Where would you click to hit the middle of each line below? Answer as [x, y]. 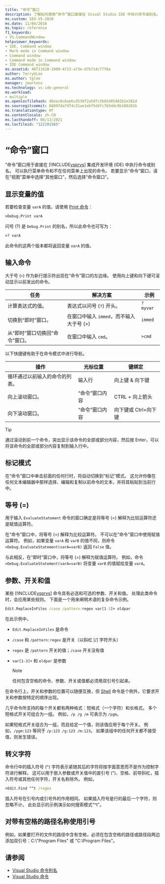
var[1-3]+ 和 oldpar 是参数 [39, 661]
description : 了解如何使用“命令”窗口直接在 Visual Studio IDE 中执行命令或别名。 [83, 14]
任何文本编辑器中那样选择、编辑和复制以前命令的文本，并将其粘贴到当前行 [80, 482]
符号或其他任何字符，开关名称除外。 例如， [53, 779]
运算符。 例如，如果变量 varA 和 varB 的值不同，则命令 [60, 541]
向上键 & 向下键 [132, 380]
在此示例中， [18, 619]
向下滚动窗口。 [25, 413]
